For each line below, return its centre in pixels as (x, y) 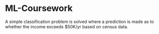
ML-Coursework (39, 8)
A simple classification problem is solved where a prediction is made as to (79, 22)
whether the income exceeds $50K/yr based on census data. (67, 26)
